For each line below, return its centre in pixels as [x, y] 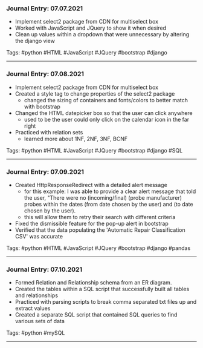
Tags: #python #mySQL [36, 333]
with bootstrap [42, 107]
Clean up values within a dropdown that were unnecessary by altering [102, 34]
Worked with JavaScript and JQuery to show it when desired [90, 28]
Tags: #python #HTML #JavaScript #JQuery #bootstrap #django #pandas [98, 248]
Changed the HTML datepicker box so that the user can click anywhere [104, 113]
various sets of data [40, 321]
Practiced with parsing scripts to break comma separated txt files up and [106, 302]
